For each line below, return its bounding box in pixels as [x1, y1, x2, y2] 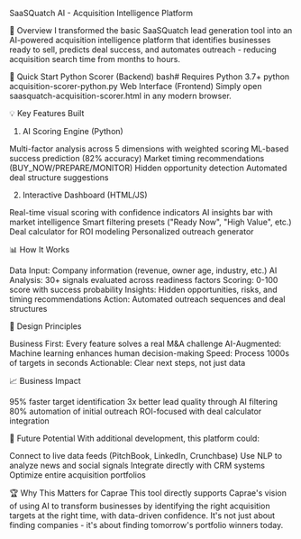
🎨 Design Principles [9, 321, 82, 332]
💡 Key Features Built [9, 108, 85, 118]
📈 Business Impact [9, 376, 81, 386]
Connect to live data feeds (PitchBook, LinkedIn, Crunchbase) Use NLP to [9, 451, 282, 461]
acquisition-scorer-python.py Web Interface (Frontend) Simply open [9, 81, 262, 91]
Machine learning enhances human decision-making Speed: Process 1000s [9, 348, 290, 359]
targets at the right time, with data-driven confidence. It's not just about [9, 510, 276, 521]
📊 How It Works [9, 244, 70, 255]
